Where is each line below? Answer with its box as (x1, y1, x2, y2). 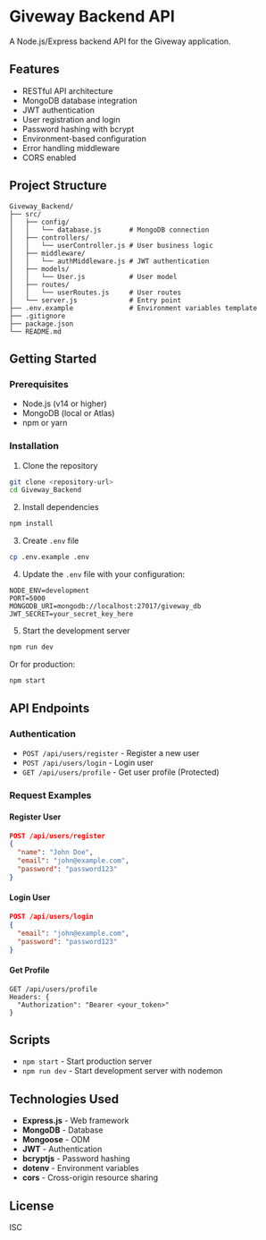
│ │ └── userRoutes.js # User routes (9, 288, 181, 297)
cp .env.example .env (9, 553, 90, 562)
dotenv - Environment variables (21, 1163, 140, 1174)
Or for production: (9, 658, 76, 669)
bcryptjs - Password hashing (21, 1153, 131, 1164)
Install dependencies (21, 502, 100, 513)
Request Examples (9, 789, 92, 802)
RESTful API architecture (21, 85, 113, 96)
